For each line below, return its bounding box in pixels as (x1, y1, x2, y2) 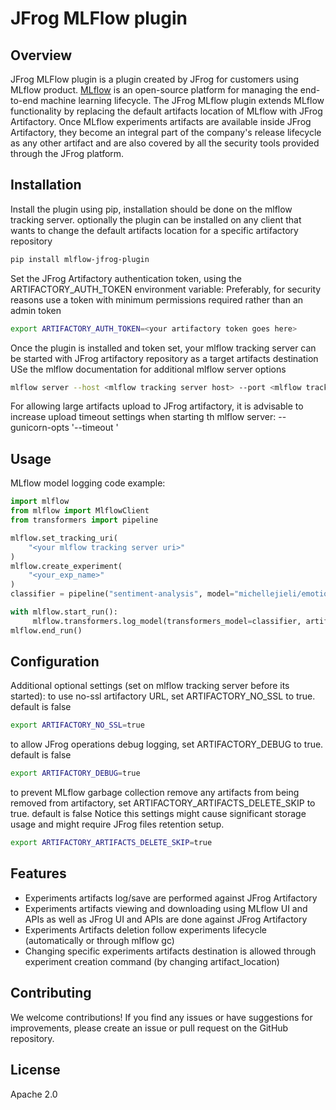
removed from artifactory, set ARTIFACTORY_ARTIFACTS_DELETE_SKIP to (10, 797, 316, 809)
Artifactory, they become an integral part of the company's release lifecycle (10, 127, 322, 138)
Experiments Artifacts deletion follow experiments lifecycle (24, 923, 267, 936)
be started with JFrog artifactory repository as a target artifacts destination (10, 352, 319, 364)
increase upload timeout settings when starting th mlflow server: (10, 411, 277, 423)
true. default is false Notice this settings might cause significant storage (10, 808, 307, 820)
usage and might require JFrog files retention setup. (10, 818, 225, 831)
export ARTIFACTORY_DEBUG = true (10, 768, 141, 779)
